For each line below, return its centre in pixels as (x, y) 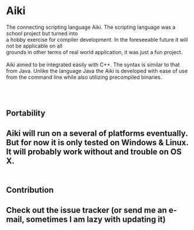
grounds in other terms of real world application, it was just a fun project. (94, 52)
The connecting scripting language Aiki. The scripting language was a (91, 27)
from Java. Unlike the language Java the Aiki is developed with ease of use (97, 71)
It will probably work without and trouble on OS (94, 151)
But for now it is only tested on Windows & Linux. (98, 142)
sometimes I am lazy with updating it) (96, 219)
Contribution (30, 190)
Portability (26, 113)
